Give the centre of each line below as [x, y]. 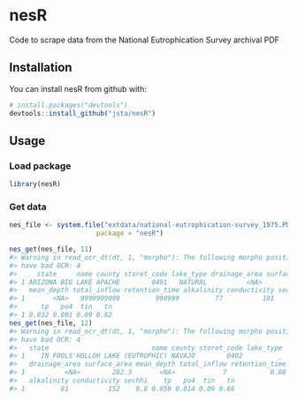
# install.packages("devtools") [69, 105]
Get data [28, 207]
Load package [40, 166]
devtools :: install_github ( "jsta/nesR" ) [83, 113]
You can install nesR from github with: [78, 88]
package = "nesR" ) [130, 234]
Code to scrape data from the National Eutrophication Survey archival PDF [145, 40]
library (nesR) [35, 185]
